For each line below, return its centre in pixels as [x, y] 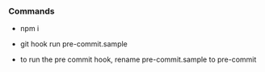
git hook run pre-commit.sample [74, 44]
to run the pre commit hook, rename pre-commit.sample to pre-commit [138, 60]
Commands [32, 11]
